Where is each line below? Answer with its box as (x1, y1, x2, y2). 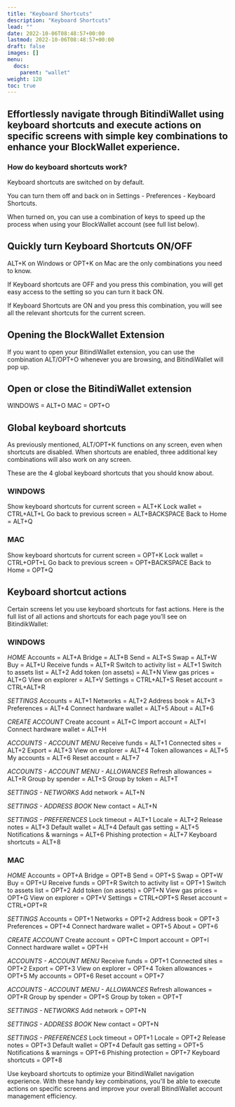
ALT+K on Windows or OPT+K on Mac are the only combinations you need (7, 259, 222, 267)
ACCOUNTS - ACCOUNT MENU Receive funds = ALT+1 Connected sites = (7, 738, 222, 747)
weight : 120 (7, 75, 42, 83)
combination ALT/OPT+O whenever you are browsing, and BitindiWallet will (7, 355, 224, 364)
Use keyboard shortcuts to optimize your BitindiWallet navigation (7, 1070, 194, 1078)
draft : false (7, 43, 46, 50)
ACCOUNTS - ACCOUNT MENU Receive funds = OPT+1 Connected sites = (7, 957, 223, 965)
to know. (7, 266, 32, 274)
